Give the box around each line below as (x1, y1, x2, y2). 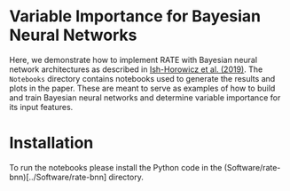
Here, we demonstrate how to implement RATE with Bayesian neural (9, 54, 258, 65)
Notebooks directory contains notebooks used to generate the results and (9, 73, 276, 84)
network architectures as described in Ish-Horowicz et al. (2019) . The (9, 64, 263, 75)
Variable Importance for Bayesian (9, 6, 262, 27)
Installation (9, 133, 94, 153)
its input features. (9, 101, 74, 112)
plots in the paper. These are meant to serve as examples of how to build (9, 83, 276, 93)
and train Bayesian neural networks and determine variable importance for (9, 92, 281, 103)
